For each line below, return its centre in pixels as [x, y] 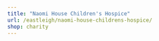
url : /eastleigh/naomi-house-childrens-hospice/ [80, 20]
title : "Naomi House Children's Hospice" [69, 14]
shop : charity [28, 26]
